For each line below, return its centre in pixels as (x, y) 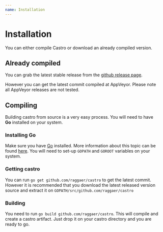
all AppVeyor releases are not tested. (42, 90)
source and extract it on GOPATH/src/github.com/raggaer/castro (69, 190)
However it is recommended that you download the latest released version (80, 185)
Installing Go (20, 135)
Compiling (21, 105)
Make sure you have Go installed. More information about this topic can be (81, 146)
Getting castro (23, 169)
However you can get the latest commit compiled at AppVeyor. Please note (81, 85)
